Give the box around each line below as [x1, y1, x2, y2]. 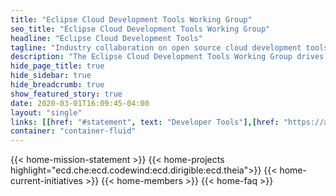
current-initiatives [10, 175, 83, 187]
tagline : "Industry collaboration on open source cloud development [10, 42, 302, 53]
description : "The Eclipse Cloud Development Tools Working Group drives [10, 52, 325, 62]
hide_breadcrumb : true [10, 80, 105, 90]
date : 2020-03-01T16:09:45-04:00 [10, 98, 150, 108]
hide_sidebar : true [10, 71, 92, 81]
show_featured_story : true [10, 89, 123, 99]
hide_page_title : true [10, 61, 105, 71]
